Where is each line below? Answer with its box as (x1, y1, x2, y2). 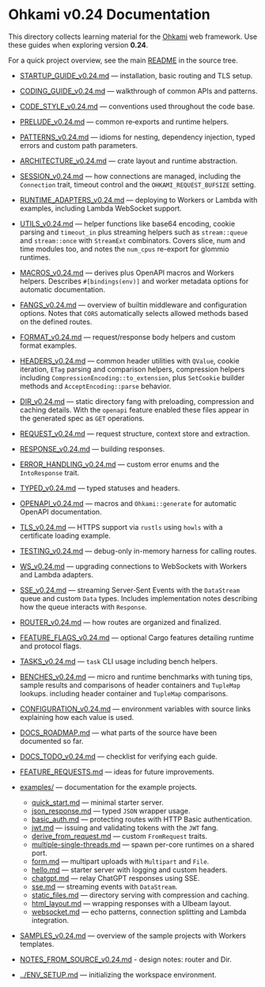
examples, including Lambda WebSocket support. (19, 204, 182, 213)
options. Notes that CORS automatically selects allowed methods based (19, 308, 248, 318)
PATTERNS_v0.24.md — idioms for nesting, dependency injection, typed (19, 132, 256, 142)
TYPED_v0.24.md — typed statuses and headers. (19, 483, 180, 493)
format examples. (19, 341, 78, 350)
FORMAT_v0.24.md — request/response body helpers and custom (19, 332, 236, 341)
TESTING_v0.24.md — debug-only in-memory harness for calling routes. (19, 546, 257, 555)
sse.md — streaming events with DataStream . (31, 882, 178, 891)
